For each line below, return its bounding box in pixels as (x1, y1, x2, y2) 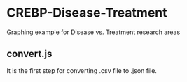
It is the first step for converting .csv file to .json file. (6, 66, 157, 74)
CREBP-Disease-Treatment (6, 5, 167, 21)
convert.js (6, 48, 53, 60)
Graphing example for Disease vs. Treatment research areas (6, 28, 181, 36)
